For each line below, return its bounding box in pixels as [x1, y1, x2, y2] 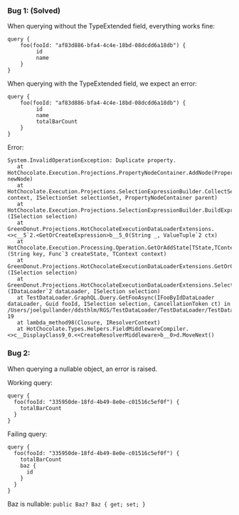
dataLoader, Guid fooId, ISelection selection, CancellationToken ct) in [7, 300, 231, 308]
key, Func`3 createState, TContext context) [33, 250, 167, 258]
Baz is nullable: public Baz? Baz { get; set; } [7, 499, 146, 508]
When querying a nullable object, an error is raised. [7, 364, 158, 373]
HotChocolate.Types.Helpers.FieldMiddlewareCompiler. [26, 325, 190, 333]
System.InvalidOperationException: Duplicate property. [7, 157, 176, 164]
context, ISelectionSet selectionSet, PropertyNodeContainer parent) [7, 195, 218, 202]
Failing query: [7, 429, 48, 438]
